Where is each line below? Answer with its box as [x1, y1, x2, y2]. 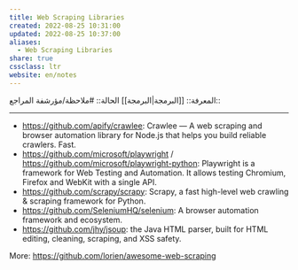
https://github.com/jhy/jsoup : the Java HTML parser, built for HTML [21, 223, 269, 235]
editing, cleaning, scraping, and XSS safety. [21, 233, 182, 243]
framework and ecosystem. [21, 214, 122, 225]
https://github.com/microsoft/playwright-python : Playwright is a [21, 158, 255, 168]
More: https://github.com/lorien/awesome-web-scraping [9, 250, 216, 261]
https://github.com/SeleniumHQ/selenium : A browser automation [21, 204, 259, 215]
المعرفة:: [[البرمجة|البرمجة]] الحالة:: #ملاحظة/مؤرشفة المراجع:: [9, 95, 221, 105]
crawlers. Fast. [21, 139, 77, 150]
